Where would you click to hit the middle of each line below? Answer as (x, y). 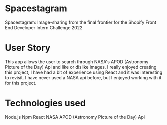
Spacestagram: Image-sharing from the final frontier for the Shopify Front (81, 22)
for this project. (21, 83)
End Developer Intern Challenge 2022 (44, 27)
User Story (28, 48)
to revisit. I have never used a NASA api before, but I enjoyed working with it (83, 77)
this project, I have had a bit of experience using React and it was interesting (84, 72)
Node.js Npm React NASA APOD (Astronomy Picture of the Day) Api (75, 117)
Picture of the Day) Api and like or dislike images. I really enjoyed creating (81, 67)
